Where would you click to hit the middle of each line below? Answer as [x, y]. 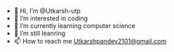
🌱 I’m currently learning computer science [74, 26]
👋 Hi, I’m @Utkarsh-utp [47, 11]
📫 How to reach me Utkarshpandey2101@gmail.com [90, 41]
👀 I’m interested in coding [51, 18]
